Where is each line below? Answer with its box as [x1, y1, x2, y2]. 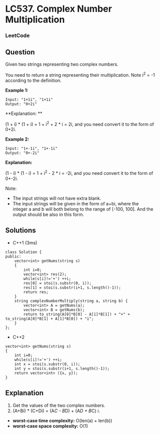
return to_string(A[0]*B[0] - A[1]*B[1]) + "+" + [23, 312, 130, 317]
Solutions [5, 226, 36, 235]
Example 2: [5, 136, 29, 142]
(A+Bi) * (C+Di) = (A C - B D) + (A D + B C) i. [12, 408, 100, 414]
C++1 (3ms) [12, 239, 37, 245]
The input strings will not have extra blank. [12, 195, 101, 201]
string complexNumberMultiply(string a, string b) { [14, 298, 128, 303]
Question [5, 48, 35, 56]
